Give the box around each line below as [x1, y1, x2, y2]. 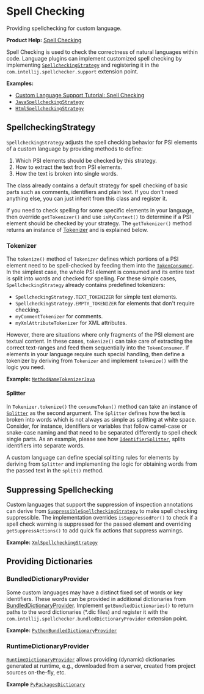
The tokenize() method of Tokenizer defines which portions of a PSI [6, 255, 179, 263]
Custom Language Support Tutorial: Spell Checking [15, 91, 145, 99]
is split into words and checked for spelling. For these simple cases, [6, 275, 177, 282]
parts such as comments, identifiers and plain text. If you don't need [6, 188, 178, 195]
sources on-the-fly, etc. [6, 669, 66, 676]
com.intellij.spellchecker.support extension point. [6, 67, 139, 75]
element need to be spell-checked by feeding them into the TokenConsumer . [6, 262, 194, 269]
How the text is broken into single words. [15, 170, 118, 177]
